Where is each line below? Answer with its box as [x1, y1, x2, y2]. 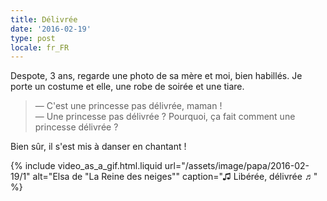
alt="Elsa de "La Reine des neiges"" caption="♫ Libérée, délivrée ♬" [32, 171, 318, 183]
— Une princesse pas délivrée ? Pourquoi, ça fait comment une [34, 111, 296, 123]
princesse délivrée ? [34, 121, 119, 133]
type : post [10, 33, 56, 43]
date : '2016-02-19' [10, 24, 92, 34]
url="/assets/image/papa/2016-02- [164, 160, 310, 172]
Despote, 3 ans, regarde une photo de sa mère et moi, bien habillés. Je [10, 70, 303, 82]
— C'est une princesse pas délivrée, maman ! [34, 100, 223, 112]
